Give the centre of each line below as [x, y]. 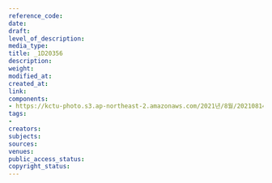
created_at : [28, 83]
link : [17, 91]
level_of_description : [47, 38]
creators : [25, 129]
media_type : [28, 46]
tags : [17, 114]
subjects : [25, 136]
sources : [23, 144]
